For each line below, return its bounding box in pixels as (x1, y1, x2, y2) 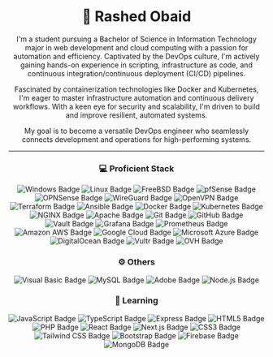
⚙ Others (117, 256, 156, 268)
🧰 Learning (115, 295, 158, 307)
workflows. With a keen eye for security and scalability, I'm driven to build (13, 101, 260, 111)
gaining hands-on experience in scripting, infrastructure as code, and (19, 60, 253, 70)
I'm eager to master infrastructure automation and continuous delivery (19, 92, 254, 102)
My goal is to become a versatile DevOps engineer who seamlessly (24, 126, 249, 135)
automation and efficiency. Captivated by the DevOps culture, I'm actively (13, 51, 260, 61)
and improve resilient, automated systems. (65, 110, 208, 120)
